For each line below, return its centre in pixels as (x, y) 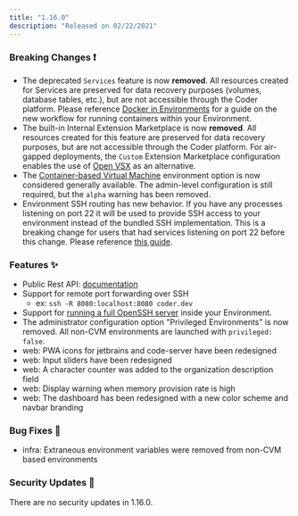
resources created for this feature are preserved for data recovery (144, 137)
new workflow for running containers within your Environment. (137, 118)
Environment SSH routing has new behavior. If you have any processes (152, 204)
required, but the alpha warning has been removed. (116, 194)
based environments (60, 460)
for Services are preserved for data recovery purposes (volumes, (142, 89)
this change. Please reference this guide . (97, 241)
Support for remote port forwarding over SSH (105, 294)
